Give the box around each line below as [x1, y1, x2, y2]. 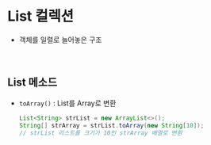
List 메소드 [7, 76, 57, 90]
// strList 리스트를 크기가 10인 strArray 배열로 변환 [18, 128, 183, 137]
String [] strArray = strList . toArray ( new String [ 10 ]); [18, 121, 205, 129]
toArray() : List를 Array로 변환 [18, 98, 117, 108]
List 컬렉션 [7, 7, 75, 25]
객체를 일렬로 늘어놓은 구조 [18, 35, 102, 44]
